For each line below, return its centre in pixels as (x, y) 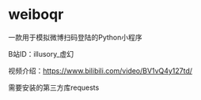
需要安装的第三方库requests (54, 87)
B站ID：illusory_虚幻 (41, 54)
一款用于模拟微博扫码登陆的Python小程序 (75, 37)
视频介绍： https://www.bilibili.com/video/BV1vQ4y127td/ (100, 70)
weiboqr (36, 15)
